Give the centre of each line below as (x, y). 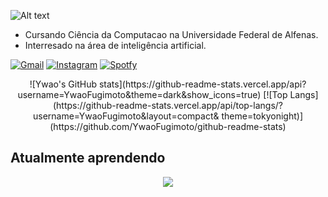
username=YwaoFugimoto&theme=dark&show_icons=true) (139, 94)
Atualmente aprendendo (88, 158)
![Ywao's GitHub (63, 84)
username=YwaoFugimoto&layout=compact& (126, 116)
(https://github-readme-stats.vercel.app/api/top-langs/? (167, 105)
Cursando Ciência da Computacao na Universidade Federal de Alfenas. (171, 34)
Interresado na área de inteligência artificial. (115, 45)
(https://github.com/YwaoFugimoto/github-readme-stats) (168, 126)
